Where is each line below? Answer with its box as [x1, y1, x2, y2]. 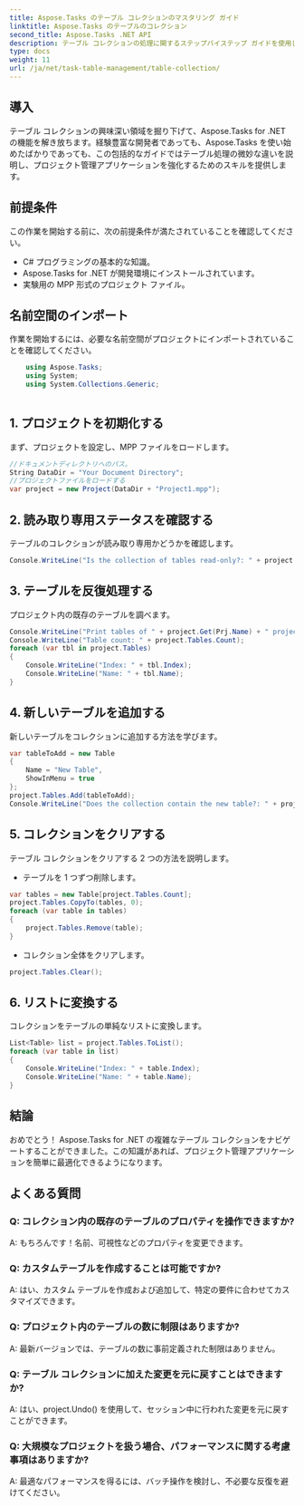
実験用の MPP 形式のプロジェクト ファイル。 [22, 278, 190, 290]
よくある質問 [9, 1185, 81, 1201]
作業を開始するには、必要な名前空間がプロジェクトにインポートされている [9, 333, 287, 344]
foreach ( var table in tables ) [9, 907, 128, 916]
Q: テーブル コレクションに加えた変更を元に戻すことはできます [9, 1367, 283, 1380]
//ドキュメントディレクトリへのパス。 [9, 459, 132, 468]
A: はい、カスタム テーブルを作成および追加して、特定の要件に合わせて [9, 1284, 274, 1296]
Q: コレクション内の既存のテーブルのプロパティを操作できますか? [9, 1215, 295, 1228]
